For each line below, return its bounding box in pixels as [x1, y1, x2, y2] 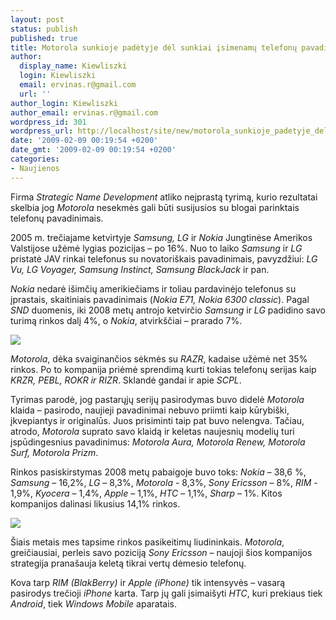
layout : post [10, 14, 65, 25]
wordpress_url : [10, 126, 74, 136]
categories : [10, 154, 60, 164]
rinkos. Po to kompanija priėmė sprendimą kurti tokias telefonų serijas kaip [10, 363, 317, 375]
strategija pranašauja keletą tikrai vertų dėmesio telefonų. [10, 557, 247, 569]
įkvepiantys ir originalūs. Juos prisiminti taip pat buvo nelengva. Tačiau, [10, 414, 305, 426]
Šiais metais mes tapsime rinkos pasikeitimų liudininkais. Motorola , [10, 536, 285, 548]
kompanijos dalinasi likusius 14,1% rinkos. [10, 497, 181, 510]
